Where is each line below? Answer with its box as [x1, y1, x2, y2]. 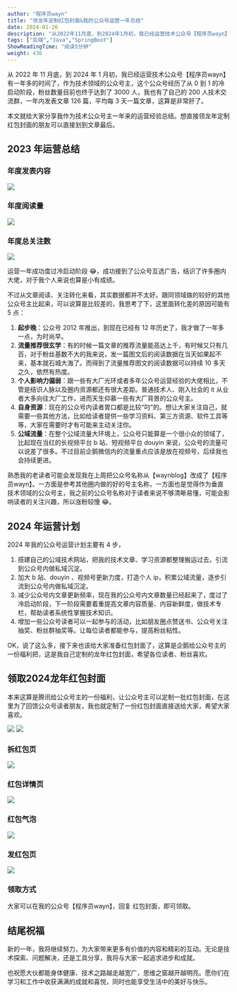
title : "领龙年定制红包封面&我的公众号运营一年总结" [7, 17, 145, 24]
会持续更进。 [17, 456, 55, 465]
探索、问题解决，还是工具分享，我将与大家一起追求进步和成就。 [13, 954, 199, 962]
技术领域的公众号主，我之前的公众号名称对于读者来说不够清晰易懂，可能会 [7, 489, 224, 497]
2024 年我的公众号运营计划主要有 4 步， [7, 540, 125, 549]
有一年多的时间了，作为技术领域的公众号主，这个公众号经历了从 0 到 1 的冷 [7, 78, 225, 87]
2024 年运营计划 [7, 520, 80, 532]
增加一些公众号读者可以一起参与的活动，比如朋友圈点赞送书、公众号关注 [17, 617, 228, 626]
